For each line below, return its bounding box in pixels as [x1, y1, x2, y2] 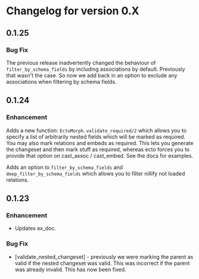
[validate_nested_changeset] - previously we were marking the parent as [14, 253, 194, 260]
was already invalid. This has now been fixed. [14, 266, 127, 273]
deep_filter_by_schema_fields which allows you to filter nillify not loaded [6, 170, 185, 177]
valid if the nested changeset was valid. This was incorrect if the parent [14, 259, 190, 267]
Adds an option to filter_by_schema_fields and [6, 164, 123, 171]
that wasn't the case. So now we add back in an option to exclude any [6, 71, 178, 79]
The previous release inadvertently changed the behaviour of [6, 59, 156, 66]
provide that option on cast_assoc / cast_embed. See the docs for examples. [6, 152, 194, 159]
